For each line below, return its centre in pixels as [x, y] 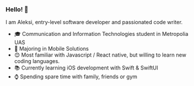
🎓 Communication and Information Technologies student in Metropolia [101, 34]
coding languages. [37, 61]
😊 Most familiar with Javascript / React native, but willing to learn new [100, 55]
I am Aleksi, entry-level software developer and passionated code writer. [94, 22]
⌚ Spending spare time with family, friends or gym [76, 77]
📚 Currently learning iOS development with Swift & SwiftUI [86, 68]
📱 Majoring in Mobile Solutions [51, 49]
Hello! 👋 [17, 9]
